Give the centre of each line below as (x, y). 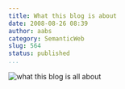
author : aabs (30, 31)
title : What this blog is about (62, 16)
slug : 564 (25, 46)
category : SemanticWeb (46, 38)
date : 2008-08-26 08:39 (48, 23)
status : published (39, 53)
